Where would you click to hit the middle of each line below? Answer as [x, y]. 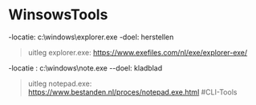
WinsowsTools [58, 15]
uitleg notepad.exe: [60, 83]
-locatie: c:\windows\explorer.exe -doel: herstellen [91, 37]
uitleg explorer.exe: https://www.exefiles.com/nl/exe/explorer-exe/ [138, 52]
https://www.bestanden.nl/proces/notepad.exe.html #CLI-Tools [132, 92]
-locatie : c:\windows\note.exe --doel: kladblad [85, 68]
